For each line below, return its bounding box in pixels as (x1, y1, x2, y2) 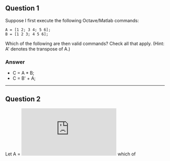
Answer (5, 58, 25, 65)
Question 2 (5, 94, 41, 103)
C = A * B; (12, 70, 34, 76)
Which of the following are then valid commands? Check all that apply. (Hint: (5, 40, 164, 46)
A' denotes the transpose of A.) (5, 45, 71, 52)
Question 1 (5, 4, 39, 13)
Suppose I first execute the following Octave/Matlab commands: (5, 17, 139, 23)
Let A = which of (5, 151, 136, 157)
